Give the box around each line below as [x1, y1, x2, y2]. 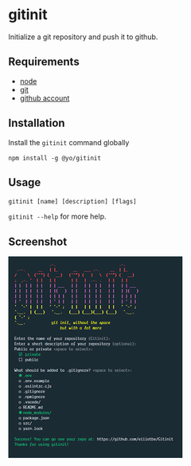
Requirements [8, 55, 80, 69]
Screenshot [8, 235, 68, 248]
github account [19, 93, 70, 103]
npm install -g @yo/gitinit [8, 154, 102, 162]
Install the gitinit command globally [8, 137, 130, 147]
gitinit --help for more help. [8, 211, 107, 221]
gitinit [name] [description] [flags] [8, 198, 137, 206]
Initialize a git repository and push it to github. [8, 32, 158, 41]
